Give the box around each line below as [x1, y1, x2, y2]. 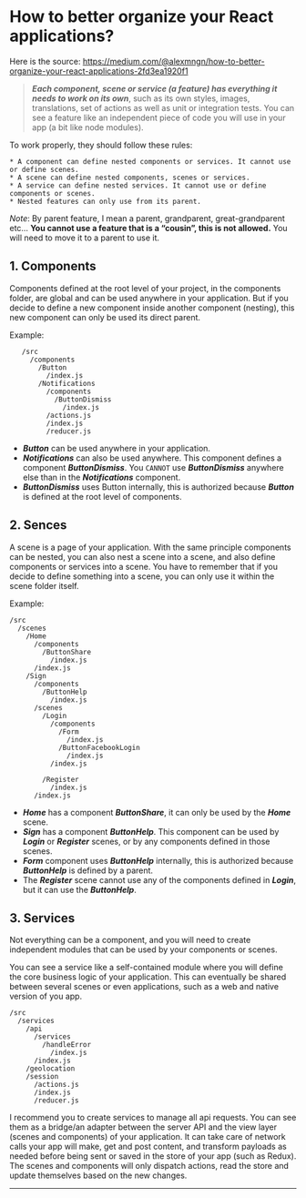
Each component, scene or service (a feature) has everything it [31, 83, 278, 94]
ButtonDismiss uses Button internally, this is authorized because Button [22, 481, 294, 492]
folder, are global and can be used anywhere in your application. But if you [9, 292, 289, 303]
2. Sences [9, 517, 67, 533]
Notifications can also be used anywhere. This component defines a [22, 452, 282, 463]
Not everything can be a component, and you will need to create [9, 935, 251, 946]
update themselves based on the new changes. [9, 1170, 188, 1181]
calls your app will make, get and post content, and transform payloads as [9, 1141, 287, 1152]
